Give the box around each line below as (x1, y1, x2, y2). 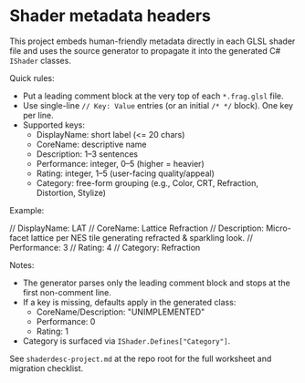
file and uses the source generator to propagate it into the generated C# (9, 45, 281, 56)
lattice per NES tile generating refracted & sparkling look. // (30, 232, 253, 243)
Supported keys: (22, 119, 85, 130)
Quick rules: (9, 72, 55, 83)
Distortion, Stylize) (36, 187, 107, 198)
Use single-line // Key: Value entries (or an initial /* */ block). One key (22, 99, 294, 110)
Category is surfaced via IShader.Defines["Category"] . (22, 335, 231, 347)
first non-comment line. (22, 286, 112, 297)
